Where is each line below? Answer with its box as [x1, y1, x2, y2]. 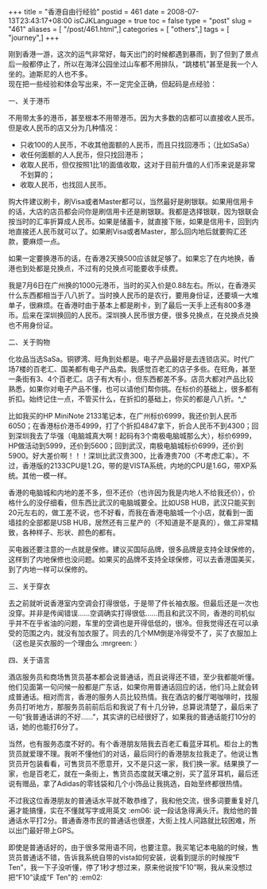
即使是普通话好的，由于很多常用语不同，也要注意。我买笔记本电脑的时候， [8, 843, 252, 852]
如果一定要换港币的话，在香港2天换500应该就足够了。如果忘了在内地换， [8, 254, 249, 263]
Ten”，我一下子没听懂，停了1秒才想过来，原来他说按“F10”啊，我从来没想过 [8, 863, 253, 871]
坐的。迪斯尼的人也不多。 [8, 69, 92, 78]
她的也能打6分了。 [21, 722, 83, 731]
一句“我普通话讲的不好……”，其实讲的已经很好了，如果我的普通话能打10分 [8, 712, 250, 722]
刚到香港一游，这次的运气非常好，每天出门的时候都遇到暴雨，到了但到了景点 [8, 49, 259, 58]
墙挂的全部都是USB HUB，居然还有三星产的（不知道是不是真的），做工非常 [8, 517, 252, 527]
